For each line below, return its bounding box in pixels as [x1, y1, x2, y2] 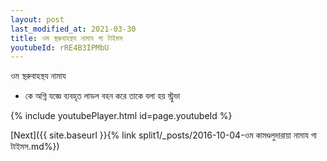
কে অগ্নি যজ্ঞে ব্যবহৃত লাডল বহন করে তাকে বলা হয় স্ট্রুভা [24, 90, 181, 102]
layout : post [10, 14, 65, 25]
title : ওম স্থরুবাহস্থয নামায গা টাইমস [10, 33, 123, 43]
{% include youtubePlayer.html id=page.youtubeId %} [10, 110, 233, 122]
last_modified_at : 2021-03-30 [10, 24, 137, 34]
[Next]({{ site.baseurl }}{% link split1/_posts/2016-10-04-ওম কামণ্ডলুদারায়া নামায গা [10, 129, 317, 141]
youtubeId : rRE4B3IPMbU [10, 42, 110, 53]
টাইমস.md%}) [10, 141, 60, 153]
